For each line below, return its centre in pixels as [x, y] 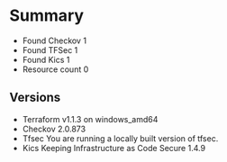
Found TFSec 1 [50, 49]
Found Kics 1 [46, 59]
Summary [46, 16]
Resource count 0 [55, 69]
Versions [35, 98]
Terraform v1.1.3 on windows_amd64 [90, 119]
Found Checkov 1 [54, 40]
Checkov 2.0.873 [54, 129]
